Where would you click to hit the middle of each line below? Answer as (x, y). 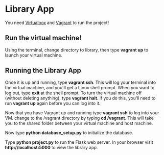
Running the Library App (43, 70)
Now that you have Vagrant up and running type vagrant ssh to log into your (82, 113)
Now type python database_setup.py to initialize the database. (69, 132)
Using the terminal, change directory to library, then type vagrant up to (77, 50)
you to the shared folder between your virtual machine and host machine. (79, 123)
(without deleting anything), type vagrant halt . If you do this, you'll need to (80, 98)
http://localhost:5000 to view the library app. (51, 147)
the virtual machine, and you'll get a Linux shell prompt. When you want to (80, 87)
